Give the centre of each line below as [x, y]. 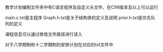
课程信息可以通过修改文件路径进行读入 [44, 34]
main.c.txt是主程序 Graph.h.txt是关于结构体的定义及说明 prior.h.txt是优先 [78, 18]
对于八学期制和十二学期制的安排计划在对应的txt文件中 [59, 45]
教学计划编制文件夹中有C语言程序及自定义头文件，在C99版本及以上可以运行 [81, 7]
